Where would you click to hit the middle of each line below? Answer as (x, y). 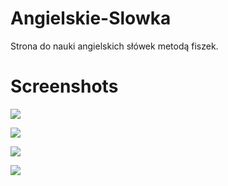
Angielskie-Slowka (91, 18)
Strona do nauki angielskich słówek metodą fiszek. (114, 46)
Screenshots (64, 86)
